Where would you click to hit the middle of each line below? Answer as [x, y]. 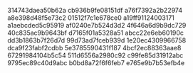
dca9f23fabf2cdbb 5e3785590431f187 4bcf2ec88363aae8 [94, 48]
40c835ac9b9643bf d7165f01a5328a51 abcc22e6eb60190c [95, 33]
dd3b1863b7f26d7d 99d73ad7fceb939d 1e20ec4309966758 [97, 40]
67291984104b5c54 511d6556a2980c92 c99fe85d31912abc [95, 55]
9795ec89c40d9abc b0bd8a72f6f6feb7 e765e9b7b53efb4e [96, 63]
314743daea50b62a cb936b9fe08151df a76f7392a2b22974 [95, 10]
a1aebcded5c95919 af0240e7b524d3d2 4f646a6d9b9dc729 [97, 25]
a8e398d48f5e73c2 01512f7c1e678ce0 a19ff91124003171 [91, 18]
